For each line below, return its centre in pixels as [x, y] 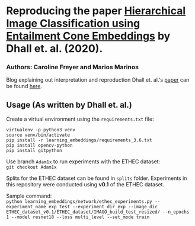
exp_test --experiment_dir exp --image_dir [103, 207]
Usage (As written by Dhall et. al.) [69, 105]
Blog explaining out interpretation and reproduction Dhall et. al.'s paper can [98, 80]
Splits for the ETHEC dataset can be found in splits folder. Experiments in [97, 178]
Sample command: [29, 196]
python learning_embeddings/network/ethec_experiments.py [79, 202]
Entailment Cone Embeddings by [88, 36]
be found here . [24, 86]
